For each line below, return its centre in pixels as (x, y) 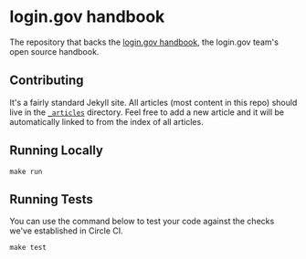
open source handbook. (54, 51)
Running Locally (56, 151)
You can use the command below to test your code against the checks (142, 222)
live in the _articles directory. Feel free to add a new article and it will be (147, 112)
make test (28, 248)
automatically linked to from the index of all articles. (106, 121)
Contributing (47, 81)
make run (26, 171)
